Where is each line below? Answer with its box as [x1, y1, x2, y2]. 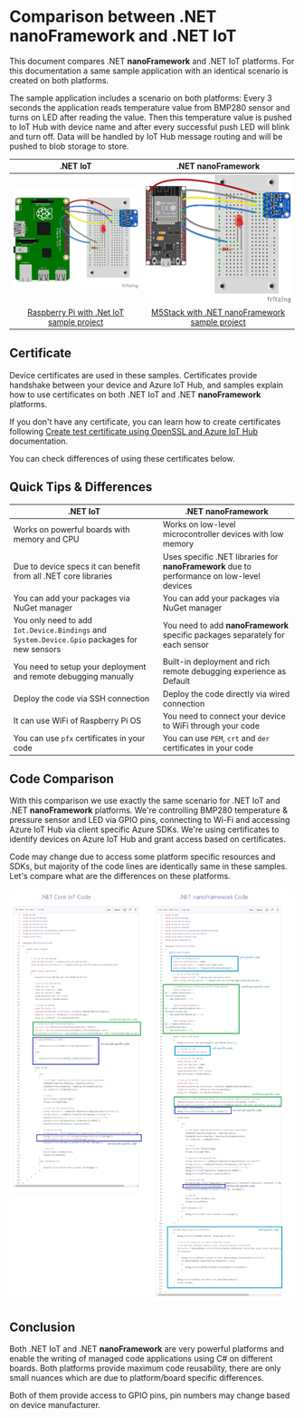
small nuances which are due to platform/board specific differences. [9, 1373, 264, 1384]
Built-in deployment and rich [162, 656, 271, 668]
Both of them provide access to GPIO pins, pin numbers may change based [9, 1390, 290, 1401]
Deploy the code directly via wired [162, 688, 290, 699]
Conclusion [9, 1319, 76, 1335]
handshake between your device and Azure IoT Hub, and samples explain [9, 379, 283, 390]
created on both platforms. [9, 74, 109, 85]
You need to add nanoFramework [162, 620, 290, 631]
